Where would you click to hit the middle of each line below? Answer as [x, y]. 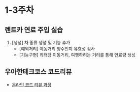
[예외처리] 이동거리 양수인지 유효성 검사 [57, 49]
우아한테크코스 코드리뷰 [38, 72]
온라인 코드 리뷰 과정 [32, 85]
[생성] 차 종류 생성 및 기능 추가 [41, 43]
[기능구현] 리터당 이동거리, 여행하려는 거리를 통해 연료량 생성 [77, 55]
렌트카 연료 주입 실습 [34, 30]
